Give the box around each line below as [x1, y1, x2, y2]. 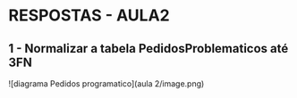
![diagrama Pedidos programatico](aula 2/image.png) [8, 78, 205, 89]
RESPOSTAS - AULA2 [8, 5, 171, 26]
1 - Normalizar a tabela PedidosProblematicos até [8, 41, 289, 56]
